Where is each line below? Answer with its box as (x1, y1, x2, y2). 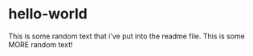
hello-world (8, 5, 88, 23)
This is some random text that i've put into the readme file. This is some (8, 31, 245, 41)
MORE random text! (8, 39, 74, 49)
